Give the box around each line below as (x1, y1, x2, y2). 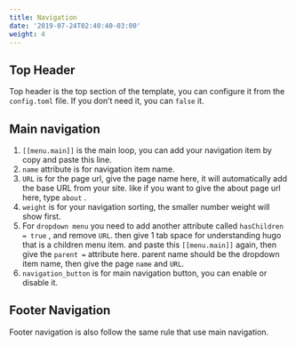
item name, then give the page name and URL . (21, 259, 185, 269)
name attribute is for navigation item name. (21, 164, 175, 174)
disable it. (21, 278, 59, 287)
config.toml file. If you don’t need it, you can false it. (9, 95, 204, 107)
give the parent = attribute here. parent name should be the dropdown (21, 249, 280, 259)
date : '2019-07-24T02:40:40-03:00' (9, 21, 141, 30)
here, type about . (21, 192, 87, 203)
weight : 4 (9, 29, 46, 38)
